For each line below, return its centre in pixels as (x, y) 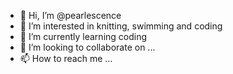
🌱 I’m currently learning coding (83, 36)
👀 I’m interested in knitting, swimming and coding (121, 26)
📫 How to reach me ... (66, 58)
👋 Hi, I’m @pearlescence (70, 15)
